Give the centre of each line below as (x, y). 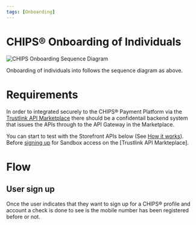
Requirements (42, 95)
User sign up (31, 189)
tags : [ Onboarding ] (31, 12)
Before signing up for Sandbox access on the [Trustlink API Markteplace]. (97, 142)
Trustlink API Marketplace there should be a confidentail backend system (97, 118)
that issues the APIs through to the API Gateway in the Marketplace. (90, 124)
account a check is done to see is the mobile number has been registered (97, 210)
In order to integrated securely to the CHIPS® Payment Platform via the (94, 111)
